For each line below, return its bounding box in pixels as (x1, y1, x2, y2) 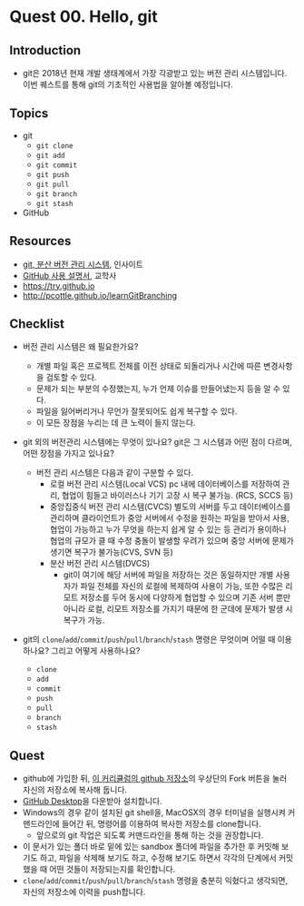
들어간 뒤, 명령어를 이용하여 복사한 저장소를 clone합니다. (62, 819, 261, 830)
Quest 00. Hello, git (9, 6, 159, 27)
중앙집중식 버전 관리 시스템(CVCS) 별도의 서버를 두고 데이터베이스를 (49, 501, 291, 512)
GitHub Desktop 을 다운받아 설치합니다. (22, 796, 162, 807)
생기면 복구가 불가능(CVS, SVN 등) (49, 547, 174, 557)
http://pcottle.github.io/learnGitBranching (22, 290, 178, 300)
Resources (9, 233, 72, 249)
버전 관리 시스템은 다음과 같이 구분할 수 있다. (35, 468, 193, 478)
